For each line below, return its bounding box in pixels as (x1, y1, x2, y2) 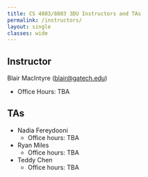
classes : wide (7, 29, 49, 37)
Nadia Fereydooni (17, 126, 68, 134)
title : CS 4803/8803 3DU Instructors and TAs (7, 10, 141, 17)
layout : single (7, 23, 51, 30)
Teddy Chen (17, 155, 53, 164)
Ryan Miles (17, 141, 49, 149)
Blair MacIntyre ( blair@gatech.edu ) (7, 74, 108, 82)
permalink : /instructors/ (7, 17, 82, 24)
